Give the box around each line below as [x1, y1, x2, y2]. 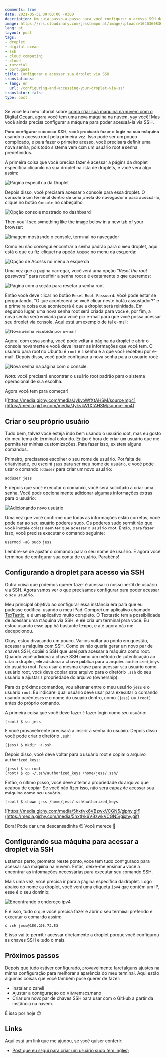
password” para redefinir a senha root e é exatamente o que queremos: [5, 273, 151, 279]
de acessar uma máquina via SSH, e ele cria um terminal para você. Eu [5, 617, 149, 623]
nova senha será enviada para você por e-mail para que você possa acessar [5, 314, 161, 320]
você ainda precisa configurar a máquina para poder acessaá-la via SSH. [5, 119, 154, 125]
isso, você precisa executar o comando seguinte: [5, 530, 105, 536]
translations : [5, 76, 35, 81]
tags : [5, 35, 16, 40]
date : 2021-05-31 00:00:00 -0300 [5, 12, 74, 17]
